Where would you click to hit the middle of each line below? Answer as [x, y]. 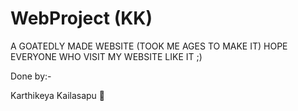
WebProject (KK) [81, 18]
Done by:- [31, 76]
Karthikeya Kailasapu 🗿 [57, 95]
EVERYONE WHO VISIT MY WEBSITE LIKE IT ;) [106, 56]
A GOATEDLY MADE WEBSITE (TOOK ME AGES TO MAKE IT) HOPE [149, 46]
